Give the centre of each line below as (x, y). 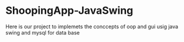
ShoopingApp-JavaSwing (69, 11)
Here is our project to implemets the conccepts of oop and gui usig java (92, 26)
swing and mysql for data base (43, 32)
